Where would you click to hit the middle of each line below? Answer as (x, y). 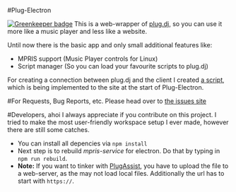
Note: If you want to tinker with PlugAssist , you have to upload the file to (123, 166)
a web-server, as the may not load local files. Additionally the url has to (121, 173)
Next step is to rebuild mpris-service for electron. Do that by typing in (119, 151)
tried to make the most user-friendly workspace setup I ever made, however (118, 122)
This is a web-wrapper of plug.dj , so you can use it (148, 24)
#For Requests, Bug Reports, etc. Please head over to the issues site (107, 101)
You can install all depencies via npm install (82, 143)
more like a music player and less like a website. (77, 31)
